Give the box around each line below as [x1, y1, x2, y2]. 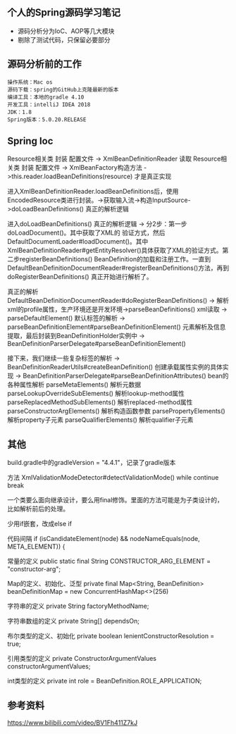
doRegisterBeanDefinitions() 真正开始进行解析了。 [7, 273, 153, 281]
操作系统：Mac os [7, 78, 53, 86]
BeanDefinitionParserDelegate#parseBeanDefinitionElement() [7, 340, 187, 348]
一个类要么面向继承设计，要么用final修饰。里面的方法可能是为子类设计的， [7, 496, 224, 504]
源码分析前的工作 [7, 58, 82, 70]
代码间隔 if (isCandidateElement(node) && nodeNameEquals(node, [7, 535, 200, 543]
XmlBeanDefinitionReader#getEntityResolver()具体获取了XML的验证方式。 [7, 246, 223, 255]
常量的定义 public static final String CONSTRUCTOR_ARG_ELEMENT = [7, 557, 211, 566]
